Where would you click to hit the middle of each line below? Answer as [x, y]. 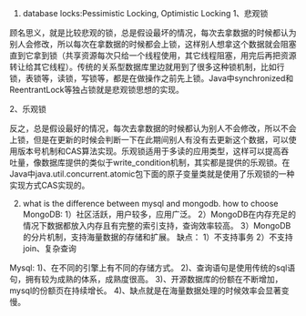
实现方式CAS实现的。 [50, 185]
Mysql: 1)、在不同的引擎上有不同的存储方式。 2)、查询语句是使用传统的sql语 [153, 268]
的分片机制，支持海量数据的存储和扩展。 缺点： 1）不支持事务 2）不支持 [158, 237]
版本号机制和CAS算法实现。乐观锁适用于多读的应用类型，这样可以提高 [149, 151]
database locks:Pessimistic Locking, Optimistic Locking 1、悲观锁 [145, 13]
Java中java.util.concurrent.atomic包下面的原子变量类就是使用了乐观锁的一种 [152, 174]
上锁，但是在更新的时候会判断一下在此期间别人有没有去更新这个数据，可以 [149, 140]
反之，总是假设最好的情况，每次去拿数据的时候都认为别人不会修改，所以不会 [153, 128]
